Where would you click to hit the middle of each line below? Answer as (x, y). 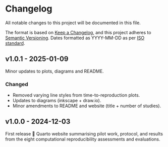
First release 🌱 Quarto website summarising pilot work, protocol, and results (84, 133)
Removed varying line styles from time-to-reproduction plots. (76, 95)
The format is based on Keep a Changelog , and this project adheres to (78, 32)
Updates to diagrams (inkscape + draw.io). (57, 101)
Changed (17, 84)
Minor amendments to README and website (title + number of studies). (87, 106)
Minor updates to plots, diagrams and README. (55, 71)
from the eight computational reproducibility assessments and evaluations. (83, 139)
